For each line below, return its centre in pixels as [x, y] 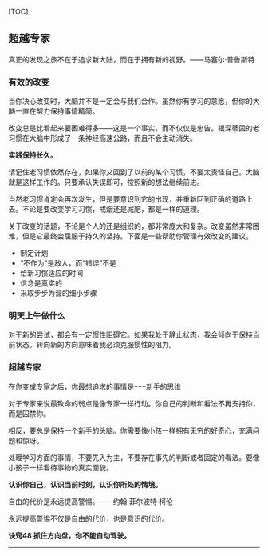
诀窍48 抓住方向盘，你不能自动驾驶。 [70, 535]
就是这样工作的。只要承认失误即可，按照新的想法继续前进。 [106, 182]
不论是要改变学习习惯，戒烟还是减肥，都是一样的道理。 [113, 209]
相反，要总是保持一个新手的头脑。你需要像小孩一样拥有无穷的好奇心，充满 [130, 430]
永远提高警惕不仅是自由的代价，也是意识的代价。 [89, 518]
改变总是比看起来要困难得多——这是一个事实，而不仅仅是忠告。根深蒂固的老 [134, 128]
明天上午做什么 [37, 316]
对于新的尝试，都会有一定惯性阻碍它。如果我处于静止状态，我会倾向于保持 [130, 334]
